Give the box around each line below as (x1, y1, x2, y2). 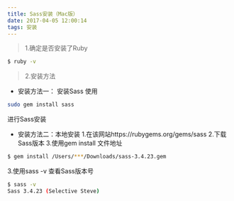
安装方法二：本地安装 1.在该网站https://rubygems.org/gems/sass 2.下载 (17, 130, 227, 138)
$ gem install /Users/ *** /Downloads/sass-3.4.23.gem (7, 153, 167, 161)
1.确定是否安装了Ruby (24, 44, 88, 53)
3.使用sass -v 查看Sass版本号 (7, 167, 94, 175)
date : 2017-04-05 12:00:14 (7, 17, 87, 24)
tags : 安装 (7, 23, 38, 31)
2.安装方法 (24, 72, 56, 80)
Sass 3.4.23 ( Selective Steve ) (7, 188, 100, 195)
